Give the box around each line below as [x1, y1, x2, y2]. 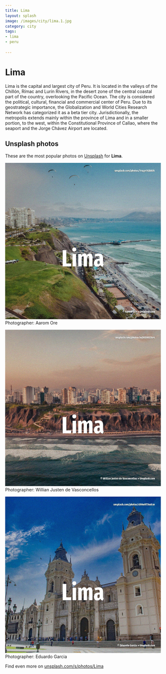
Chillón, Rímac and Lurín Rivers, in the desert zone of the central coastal [5, 88, 152, 94]
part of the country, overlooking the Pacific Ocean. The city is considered [5, 93, 155, 99]
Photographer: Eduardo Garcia [5, 653, 68, 660]
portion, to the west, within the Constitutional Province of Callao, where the [5, 120, 158, 126]
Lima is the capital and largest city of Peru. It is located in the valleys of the [5, 83, 158, 89]
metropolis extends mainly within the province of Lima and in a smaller [5, 115, 149, 121]
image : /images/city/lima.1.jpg [5, 18, 72, 23]
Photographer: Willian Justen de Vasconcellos [5, 486, 99, 492]
